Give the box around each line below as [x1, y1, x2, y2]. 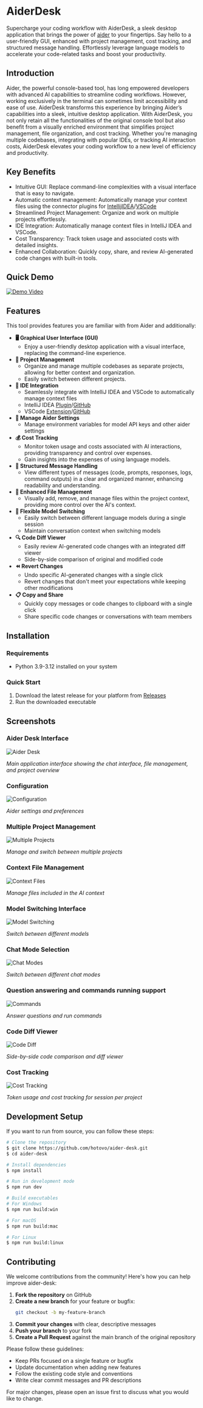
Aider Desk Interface [6, 734, 69, 742]
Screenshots [6, 716, 56, 727]
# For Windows [6, 1201, 43, 1207]
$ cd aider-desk [6, 1151, 47, 1157]
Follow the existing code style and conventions [15, 1370, 133, 1377]
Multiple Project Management [6, 822, 96, 831]
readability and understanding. [24, 482, 101, 489]
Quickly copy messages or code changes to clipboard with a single [24, 600, 193, 608]
